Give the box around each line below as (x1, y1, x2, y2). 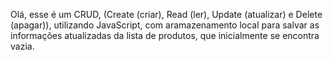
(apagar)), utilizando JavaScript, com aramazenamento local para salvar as (10, 19, 320, 31)
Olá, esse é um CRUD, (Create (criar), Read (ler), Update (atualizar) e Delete (10, 9, 323, 20)
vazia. (10, 40, 35, 52)
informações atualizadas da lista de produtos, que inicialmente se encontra (10, 30, 320, 41)
